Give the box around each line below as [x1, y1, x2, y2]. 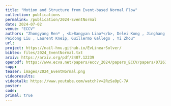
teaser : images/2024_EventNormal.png [5, 69, 85, 74]
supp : [5, 64, 17, 69]
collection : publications [5, 12, 60, 17]
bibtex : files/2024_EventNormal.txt [5, 50, 83, 55]
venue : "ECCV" [5, 26, 36, 32]
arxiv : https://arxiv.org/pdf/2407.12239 [5, 55, 95, 60]
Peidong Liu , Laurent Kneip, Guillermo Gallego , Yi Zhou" [5, 36, 136, 41]
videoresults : [5, 74, 36, 79]
